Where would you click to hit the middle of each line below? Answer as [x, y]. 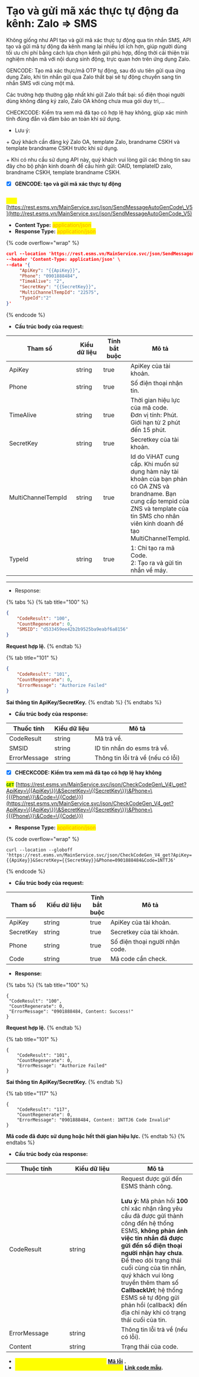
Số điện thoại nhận [157, 383]
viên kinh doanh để [157, 523]
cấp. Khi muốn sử [155, 464]
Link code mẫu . [144, 1367]
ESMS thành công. [147, 1186]
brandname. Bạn [153, 493]
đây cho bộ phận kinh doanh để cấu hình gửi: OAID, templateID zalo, [89, 166]
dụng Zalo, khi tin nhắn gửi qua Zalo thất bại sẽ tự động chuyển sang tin [94, 77]
